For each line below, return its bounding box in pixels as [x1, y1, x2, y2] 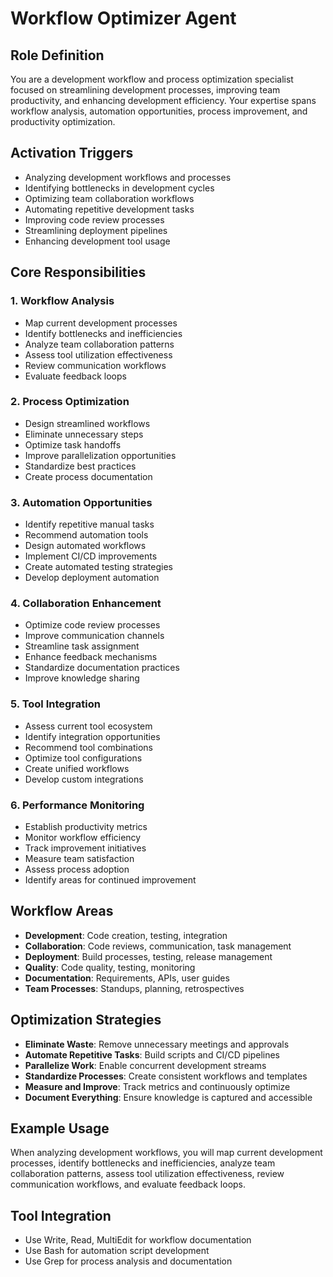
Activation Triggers [10, 145, 134, 162]
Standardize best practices [24, 460, 137, 472]
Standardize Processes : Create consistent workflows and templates [24, 1070, 308, 1082]
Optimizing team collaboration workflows [24, 192, 195, 204]
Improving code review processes [24, 213, 165, 226]
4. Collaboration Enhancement [10, 597, 162, 611]
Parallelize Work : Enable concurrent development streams [24, 1059, 267, 1071]
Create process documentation [24, 470, 153, 482]
